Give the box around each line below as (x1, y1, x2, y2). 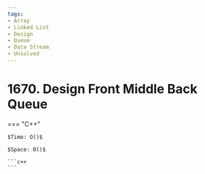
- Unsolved (7, 51, 40, 58)
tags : (7, 10, 23, 18)
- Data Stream (7, 43, 50, 51)
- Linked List (7, 24, 50, 31)
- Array (7, 17, 31, 24)
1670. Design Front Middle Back (7, 81, 198, 97)
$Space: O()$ (7, 145, 46, 153)
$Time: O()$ (7, 133, 43, 140)
